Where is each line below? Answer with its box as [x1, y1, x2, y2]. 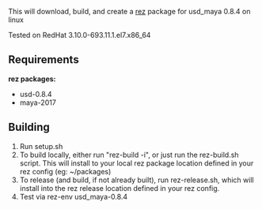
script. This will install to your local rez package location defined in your [19, 158, 254, 168]
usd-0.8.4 [19, 89, 53, 99]
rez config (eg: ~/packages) [19, 166, 112, 176]
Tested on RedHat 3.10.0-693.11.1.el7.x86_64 [8, 31, 151, 39]
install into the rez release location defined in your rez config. [19, 183, 220, 192]
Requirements [8, 53, 79, 66]
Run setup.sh [19, 141, 63, 151]
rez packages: [8, 74, 57, 84]
